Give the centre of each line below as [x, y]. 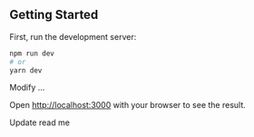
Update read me [40, 122]
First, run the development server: [73, 36]
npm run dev [32, 54]
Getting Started [54, 15]
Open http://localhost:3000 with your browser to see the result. [128, 105]
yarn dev [26, 70]
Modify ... [27, 88]
